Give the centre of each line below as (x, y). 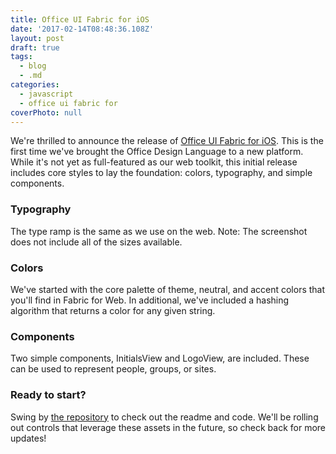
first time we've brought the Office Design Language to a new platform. (157, 152)
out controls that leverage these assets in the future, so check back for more (168, 427)
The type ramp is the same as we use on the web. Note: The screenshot (159, 231)
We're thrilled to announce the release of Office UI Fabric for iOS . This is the (167, 141)
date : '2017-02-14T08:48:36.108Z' (82, 29)
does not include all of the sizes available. (96, 242)
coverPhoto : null (46, 112)
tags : (21, 57)
